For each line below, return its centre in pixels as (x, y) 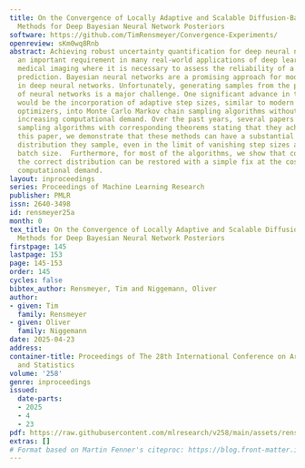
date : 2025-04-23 (42, 340)
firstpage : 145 (38, 247)
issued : (24, 391)
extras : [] (30, 441)
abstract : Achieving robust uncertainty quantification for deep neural (150, 52)
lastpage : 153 (36, 255)
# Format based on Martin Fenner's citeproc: (97, 450)
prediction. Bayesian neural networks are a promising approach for (150, 77)
